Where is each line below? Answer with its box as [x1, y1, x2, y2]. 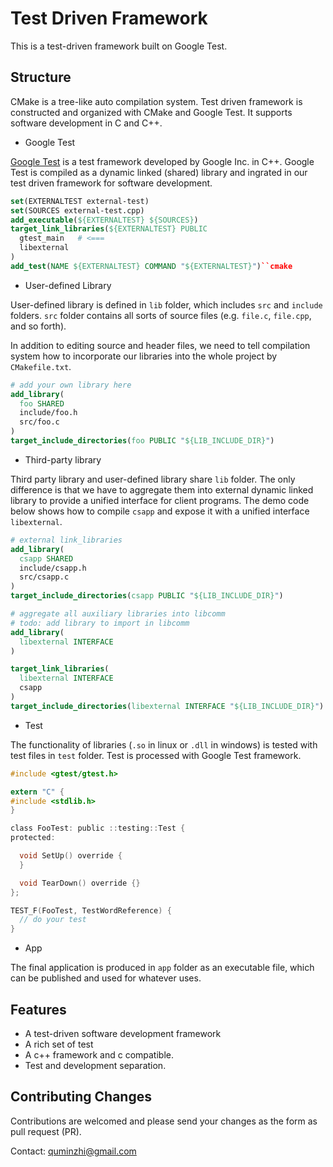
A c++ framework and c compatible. [24, 1048, 174, 1061]
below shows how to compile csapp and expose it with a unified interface [10, 505, 310, 517]
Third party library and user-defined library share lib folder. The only [10, 473, 296, 485]
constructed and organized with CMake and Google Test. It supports [10, 106, 293, 118]
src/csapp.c [19, 572, 70, 582]
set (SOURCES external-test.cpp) [10, 205, 145, 216]
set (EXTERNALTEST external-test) [10, 196, 150, 206]
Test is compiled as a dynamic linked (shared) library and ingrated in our [10, 166, 308, 178]
